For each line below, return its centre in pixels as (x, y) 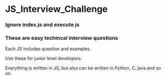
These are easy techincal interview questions (62, 38)
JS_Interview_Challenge (56, 9)
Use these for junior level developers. (44, 59)
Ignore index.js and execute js (42, 25)
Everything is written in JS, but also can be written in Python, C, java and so (83, 68)
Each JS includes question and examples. (48, 49)
